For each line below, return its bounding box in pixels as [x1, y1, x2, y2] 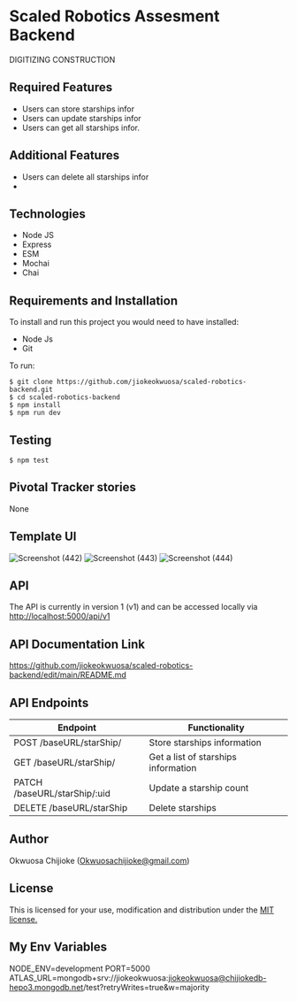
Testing [9, 432, 52, 448]
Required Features [9, 80, 113, 95]
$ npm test [9, 456, 49, 465]
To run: [9, 360, 35, 371]
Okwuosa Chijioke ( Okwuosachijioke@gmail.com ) [9, 855, 190, 866]
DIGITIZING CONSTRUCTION [9, 54, 116, 65]
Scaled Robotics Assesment [9, 6, 220, 27]
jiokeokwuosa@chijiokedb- [167, 972, 267, 983]
